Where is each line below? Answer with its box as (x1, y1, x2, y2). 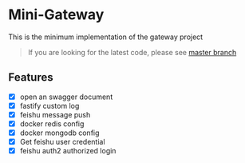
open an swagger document (19, 92, 113, 101)
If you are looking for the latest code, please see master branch (27, 47, 237, 57)
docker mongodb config (19, 128, 100, 137)
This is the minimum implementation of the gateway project (8, 32, 204, 42)
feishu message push (19, 109, 91, 119)
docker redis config (19, 118, 85, 129)
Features (8, 70, 53, 85)
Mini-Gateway (8, 6, 105, 24)
